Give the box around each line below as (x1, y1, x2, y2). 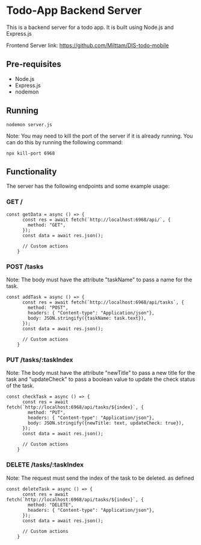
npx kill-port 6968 (6, 150, 55, 156)
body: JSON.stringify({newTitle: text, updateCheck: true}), (28, 420, 185, 426)
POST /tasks (6, 262, 44, 270)
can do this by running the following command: (6, 138, 123, 145)
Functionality (6, 167, 57, 177)
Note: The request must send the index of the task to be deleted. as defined (6, 474, 194, 482)
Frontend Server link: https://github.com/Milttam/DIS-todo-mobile (6, 42, 169, 49)
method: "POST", (28, 304, 69, 311)
